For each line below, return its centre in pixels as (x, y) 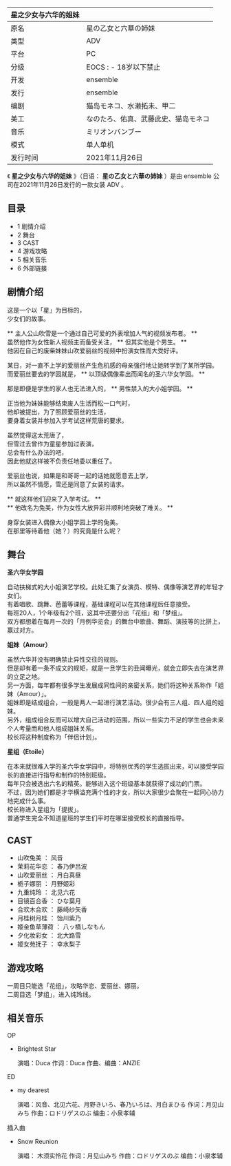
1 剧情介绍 (31, 226)
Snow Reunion (37, 1141)
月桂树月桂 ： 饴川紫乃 (49, 918)
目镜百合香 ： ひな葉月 (49, 901)
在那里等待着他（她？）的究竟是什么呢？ (64, 531)
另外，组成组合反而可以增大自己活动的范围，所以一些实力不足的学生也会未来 (115, 720)
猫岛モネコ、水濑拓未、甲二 (131, 106)
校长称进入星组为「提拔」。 (45, 809)
